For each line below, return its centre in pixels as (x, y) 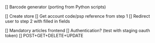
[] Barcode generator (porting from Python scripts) (55, 7)
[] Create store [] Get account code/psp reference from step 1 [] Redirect (77, 16)
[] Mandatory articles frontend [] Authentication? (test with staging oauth (77, 30)
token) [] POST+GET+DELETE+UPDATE (44, 36)
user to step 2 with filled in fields (38, 21)
